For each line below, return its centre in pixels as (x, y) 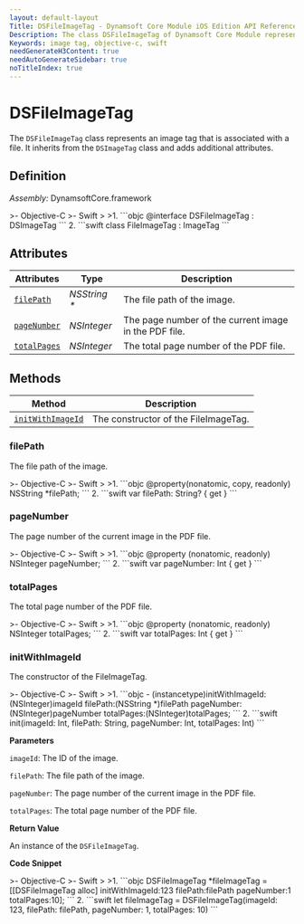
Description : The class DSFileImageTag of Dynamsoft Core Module (135, 34)
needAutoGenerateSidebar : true (68, 60)
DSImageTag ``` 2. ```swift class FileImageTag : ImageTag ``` (119, 225)
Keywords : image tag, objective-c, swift (89, 43)
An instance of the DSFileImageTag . (74, 846)
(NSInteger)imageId (46, 704)
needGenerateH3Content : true (64, 52)
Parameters (32, 741)
